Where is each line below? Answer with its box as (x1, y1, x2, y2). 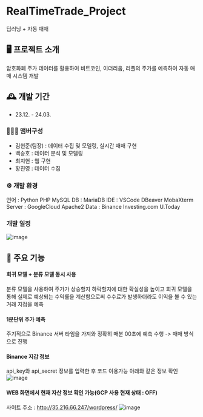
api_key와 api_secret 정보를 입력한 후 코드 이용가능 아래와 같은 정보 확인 (6, 367, 178, 375)
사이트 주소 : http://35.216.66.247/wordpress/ (6, 404, 118, 411)
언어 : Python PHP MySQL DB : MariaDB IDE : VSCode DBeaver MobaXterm (6, 196, 194, 204)
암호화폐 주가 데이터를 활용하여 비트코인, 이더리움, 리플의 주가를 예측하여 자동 (6, 64, 189, 72)
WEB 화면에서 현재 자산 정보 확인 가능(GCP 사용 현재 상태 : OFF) (6, 389, 158, 396)
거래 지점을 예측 (6, 300, 44, 308)
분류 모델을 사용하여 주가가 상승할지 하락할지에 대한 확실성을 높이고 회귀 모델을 (6, 285, 193, 293)
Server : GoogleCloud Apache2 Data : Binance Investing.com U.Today (6, 203, 181, 211)
